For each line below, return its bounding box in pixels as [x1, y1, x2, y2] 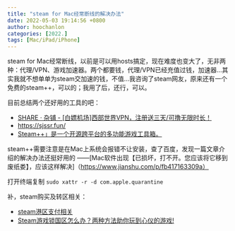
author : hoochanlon [7, 23, 65, 30]
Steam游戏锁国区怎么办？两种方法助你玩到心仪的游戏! [17, 216, 174, 225]
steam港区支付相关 [17, 208, 73, 216]
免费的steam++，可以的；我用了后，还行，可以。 [7, 83, 151, 92]
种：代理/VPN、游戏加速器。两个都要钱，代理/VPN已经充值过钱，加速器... [7, 66, 222, 74]
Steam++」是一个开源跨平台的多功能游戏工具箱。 [17, 130, 162, 138]
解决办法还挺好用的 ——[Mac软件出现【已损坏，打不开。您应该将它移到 [19, 153, 228, 162]
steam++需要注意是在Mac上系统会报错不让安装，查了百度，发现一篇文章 [7, 145, 219, 153]
